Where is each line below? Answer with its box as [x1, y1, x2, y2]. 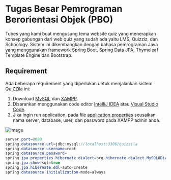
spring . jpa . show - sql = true [5, 160, 60, 165]
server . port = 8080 [5, 136, 42, 142]
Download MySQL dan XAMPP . [12, 95, 78, 101]
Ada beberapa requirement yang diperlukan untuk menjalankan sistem [5, 80, 153, 86]
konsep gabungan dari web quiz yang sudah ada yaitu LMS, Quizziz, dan [5, 36, 158, 42]
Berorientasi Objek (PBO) [5, 14, 113, 25]
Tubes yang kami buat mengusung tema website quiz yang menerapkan [5, 30, 156, 37]
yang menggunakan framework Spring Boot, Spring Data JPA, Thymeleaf [5, 47, 159, 53]
